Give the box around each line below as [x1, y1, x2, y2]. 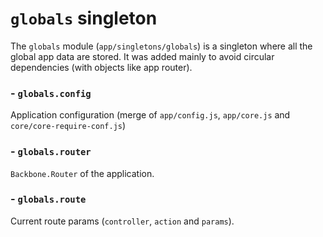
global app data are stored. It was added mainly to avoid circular [10, 50, 275, 62]
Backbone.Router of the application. [10, 167, 155, 179]
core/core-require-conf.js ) [10, 120, 127, 132]
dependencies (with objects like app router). [10, 61, 193, 73]
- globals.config [10, 86, 92, 100]
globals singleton [10, 7, 158, 30]
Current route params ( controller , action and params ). [10, 215, 235, 227]
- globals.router [10, 145, 92, 159]
